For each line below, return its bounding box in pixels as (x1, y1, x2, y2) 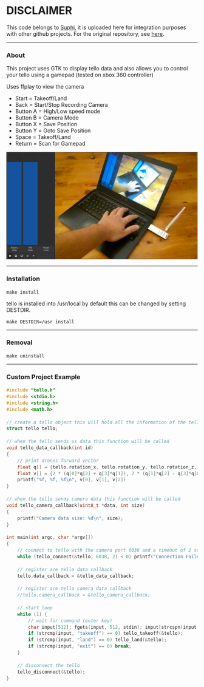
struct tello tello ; (6, 425, 59, 431)
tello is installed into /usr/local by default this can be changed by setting (6, 300, 186, 307)
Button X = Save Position (15, 121, 78, 128)
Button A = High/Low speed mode (15, 107, 101, 115)
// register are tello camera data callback (17, 586, 132, 592)
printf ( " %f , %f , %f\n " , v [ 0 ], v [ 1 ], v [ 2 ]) (17, 477, 126, 483)
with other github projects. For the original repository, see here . (6, 30, 165, 37)
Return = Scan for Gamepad (15, 140, 86, 147)
